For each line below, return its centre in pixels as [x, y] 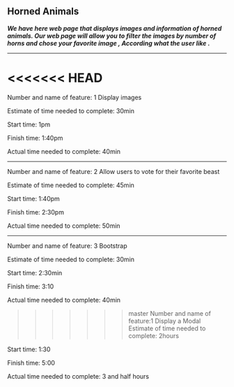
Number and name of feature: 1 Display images [75, 97]
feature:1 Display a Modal [165, 321]
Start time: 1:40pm [34, 198]
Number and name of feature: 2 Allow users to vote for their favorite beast [114, 171]
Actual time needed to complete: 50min [64, 226]
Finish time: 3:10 [31, 286]
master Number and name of [170, 313]
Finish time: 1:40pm [35, 138]
